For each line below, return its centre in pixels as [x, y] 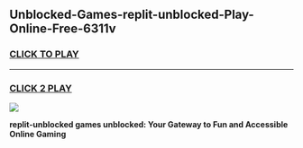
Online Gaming [38, 134]
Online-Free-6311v [63, 29]
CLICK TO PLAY [44, 55]
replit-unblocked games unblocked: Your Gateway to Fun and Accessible [149, 124]
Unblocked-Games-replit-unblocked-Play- [132, 15]
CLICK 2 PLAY [41, 88]
